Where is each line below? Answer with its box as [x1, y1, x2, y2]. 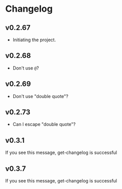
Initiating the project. [12, 37, 56, 43]
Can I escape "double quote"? [12, 121, 76, 128]
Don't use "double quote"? [12, 93, 69, 99]
